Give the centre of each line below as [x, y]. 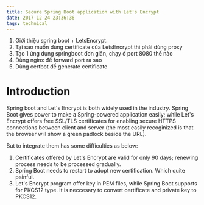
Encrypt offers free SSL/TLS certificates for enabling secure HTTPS [91, 121]
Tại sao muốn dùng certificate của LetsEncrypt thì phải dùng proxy [99, 47]
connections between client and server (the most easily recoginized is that [100, 128]
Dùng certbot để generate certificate [61, 67]
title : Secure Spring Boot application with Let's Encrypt [83, 12]
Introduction [38, 91]
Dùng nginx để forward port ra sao [58, 60]
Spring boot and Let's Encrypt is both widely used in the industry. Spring [97, 108]
